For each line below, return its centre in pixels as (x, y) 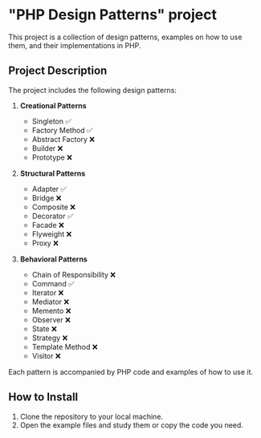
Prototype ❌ (52, 157)
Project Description (58, 71)
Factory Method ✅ (62, 130)
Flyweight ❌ (52, 233)
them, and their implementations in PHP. (75, 45)
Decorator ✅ (53, 216)
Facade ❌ (48, 225)
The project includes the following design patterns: (92, 90)
